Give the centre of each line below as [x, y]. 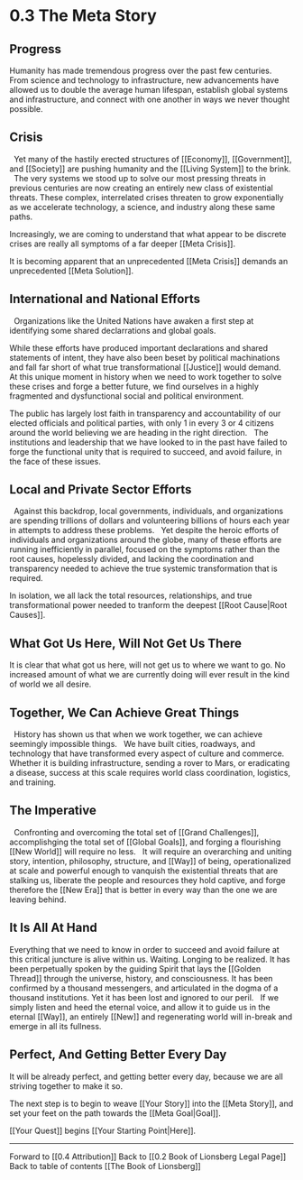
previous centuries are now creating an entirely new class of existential [141, 188]
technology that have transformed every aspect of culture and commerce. [147, 753]
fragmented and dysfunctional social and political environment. [127, 396]
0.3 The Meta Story [83, 16]
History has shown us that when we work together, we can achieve [138, 734]
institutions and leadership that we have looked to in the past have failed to [148, 442]
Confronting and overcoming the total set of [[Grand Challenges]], [136, 832]
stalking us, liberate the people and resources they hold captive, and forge [147, 880]
